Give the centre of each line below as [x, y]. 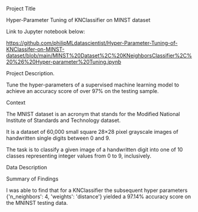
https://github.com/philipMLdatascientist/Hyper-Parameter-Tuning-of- [92, 43]
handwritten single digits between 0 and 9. [58, 138]
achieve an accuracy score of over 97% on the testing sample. [82, 91]
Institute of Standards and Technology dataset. [63, 120]
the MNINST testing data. [37, 203]
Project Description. [31, 73]
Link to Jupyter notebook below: [46, 31]
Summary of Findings [32, 179]
